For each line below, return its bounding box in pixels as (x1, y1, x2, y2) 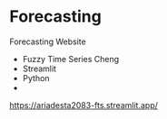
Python (22, 72, 50, 83)
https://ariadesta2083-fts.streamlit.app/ (9, 99, 159, 110)
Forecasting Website (9, 36, 86, 47)
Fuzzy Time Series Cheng (22, 53, 120, 64)
